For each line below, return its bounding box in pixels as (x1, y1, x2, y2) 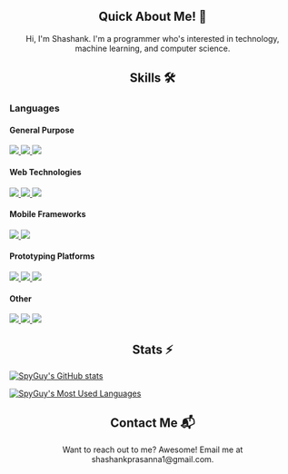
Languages (9, 102, 61, 114)
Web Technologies (9, 166, 82, 177)
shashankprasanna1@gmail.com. (91, 453, 214, 464)
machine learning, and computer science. (74, 43, 231, 54)
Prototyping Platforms (9, 251, 95, 262)
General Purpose (9, 124, 74, 135)
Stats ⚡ (132, 341, 174, 357)
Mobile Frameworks (9, 209, 86, 220)
